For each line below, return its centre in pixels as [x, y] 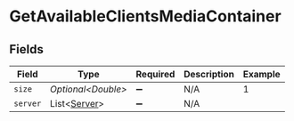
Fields [27, 49]
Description [209, 74]
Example [261, 74]
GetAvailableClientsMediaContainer [146, 16]
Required [155, 74]
